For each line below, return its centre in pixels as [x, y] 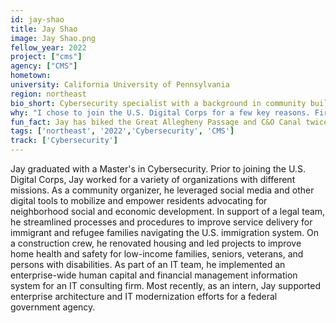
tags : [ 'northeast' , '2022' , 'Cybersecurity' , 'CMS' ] [122, 131]
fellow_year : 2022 [48, 47]
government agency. [53, 307]
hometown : [31, 76]
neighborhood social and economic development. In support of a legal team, [168, 211]
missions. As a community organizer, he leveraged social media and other [162, 190]
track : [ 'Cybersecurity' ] [64, 141]
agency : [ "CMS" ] [44, 66]
